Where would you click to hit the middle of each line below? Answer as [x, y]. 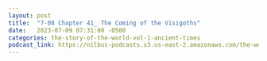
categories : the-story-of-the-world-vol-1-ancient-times [104, 38]
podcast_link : [32, 45]
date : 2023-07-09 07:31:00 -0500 [67, 30]
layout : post [30, 15]
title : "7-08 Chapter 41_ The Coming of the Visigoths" [104, 23]
